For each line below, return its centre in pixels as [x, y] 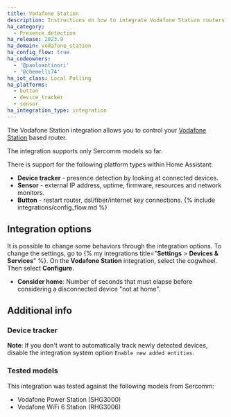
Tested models [33, 371]
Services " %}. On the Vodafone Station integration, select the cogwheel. [112, 260]
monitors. [31, 192]
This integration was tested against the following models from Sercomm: [111, 386]
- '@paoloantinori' [42, 65]
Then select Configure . [41, 268]
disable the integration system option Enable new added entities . [101, 353]
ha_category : [26, 26]
